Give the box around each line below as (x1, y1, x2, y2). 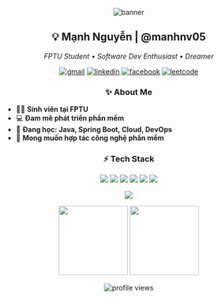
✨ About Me (105, 86, 152, 97)
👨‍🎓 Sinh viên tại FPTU (15, 104, 88, 114)
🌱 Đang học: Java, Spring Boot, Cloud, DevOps (15, 125, 172, 135)
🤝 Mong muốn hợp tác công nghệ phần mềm (15, 133, 164, 142)
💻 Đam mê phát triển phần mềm (15, 113, 125, 123)
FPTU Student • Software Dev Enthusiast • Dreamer (43, 51, 214, 61)
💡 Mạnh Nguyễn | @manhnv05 (51, 30, 206, 44)
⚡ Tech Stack (103, 154, 155, 165)
